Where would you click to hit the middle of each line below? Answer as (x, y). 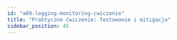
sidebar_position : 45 (38, 26)
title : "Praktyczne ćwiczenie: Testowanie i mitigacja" (89, 20)
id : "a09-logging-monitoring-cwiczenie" (66, 13)
